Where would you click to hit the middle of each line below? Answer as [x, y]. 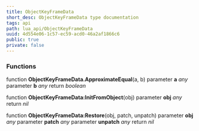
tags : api [19, 23]
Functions [21, 66]
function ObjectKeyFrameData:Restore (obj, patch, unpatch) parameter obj [100, 115]
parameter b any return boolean [46, 86]
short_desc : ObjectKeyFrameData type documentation [72, 17]
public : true [23, 40]
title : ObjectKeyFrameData [40, 12]
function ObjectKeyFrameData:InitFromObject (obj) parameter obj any [94, 97]
